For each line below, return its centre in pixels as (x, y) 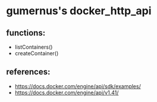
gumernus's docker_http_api (79, 11)
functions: (26, 33)
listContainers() (34, 47)
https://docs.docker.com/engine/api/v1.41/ (67, 93)
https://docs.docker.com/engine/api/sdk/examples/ (78, 86)
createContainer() (37, 53)
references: (28, 72)
